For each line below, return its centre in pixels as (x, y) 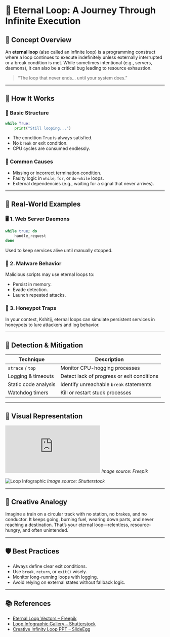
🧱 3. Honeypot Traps (31, 308)
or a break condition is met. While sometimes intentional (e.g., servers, (79, 63)
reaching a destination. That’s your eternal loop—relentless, (67, 525)
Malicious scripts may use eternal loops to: (50, 274)
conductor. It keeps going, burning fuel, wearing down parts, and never (79, 520)
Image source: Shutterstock (76, 481)
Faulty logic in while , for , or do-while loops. (58, 178)
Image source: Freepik (124, 471)
